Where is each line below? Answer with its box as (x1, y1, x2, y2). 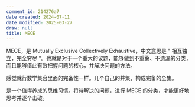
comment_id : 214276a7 (6, 8, 60, 15)
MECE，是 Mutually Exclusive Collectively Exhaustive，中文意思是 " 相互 (6, 48, 183, 55)
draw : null (6, 25, 33, 31)
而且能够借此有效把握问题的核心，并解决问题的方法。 (6, 62, 136, 69)
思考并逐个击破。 (6, 95, 48, 102)
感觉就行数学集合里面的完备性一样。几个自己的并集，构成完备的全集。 (6, 75, 177, 82)
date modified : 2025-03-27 (6, 19, 73, 25)
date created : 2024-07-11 (6, 14, 70, 20)
